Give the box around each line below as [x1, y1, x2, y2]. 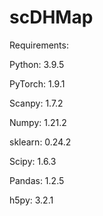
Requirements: [9, 39, 69, 51]
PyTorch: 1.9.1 [9, 77, 66, 90]
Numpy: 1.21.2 [9, 116, 67, 128]
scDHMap [9, 6, 94, 29]
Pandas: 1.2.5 [9, 174, 65, 186]
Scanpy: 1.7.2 [9, 97, 64, 109]
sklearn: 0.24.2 [9, 136, 72, 148]
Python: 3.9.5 [9, 58, 65, 70]
